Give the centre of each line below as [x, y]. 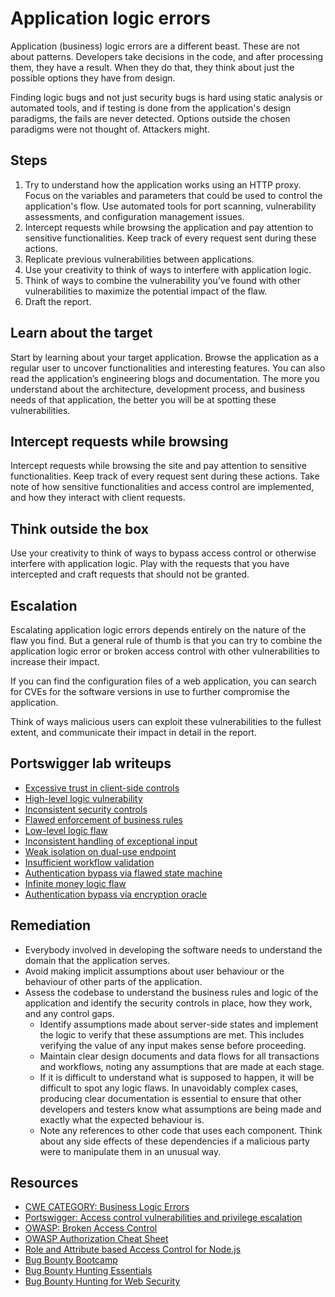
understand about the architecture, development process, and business [158, 389]
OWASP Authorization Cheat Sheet [96, 1239]
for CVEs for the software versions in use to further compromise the [150, 691]
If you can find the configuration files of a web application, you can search [163, 681]
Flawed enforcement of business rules [103, 819]
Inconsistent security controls [86, 809]
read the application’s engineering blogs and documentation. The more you [165, 378]
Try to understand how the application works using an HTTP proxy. [163, 184]
